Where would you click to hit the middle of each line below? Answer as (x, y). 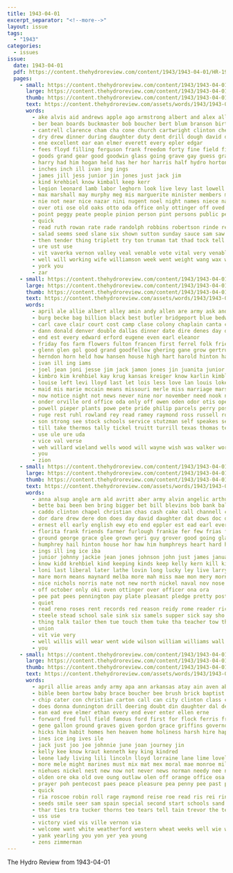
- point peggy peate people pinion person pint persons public (125, 214)
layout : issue (28, 26)
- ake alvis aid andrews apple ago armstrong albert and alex (124, 117)
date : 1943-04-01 (38, 65)
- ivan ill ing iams (62, 363)
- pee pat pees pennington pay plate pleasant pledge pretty (122, 596)
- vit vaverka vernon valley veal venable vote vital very (119, 253)
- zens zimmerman (57, 842)
